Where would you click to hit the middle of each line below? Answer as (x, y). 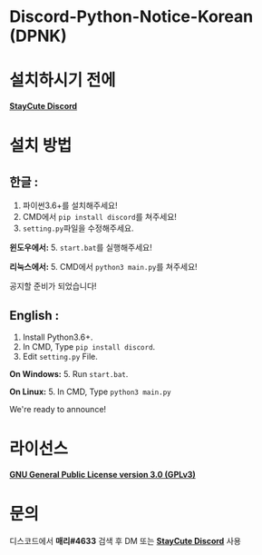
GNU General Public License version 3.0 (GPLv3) (103, 474)
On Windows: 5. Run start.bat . (69, 373)
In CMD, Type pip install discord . (89, 346)
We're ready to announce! (58, 409)
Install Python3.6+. (58, 337)
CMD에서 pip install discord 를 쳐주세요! (99, 217)
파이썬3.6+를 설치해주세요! (70, 205)
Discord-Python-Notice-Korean (131, 17)
